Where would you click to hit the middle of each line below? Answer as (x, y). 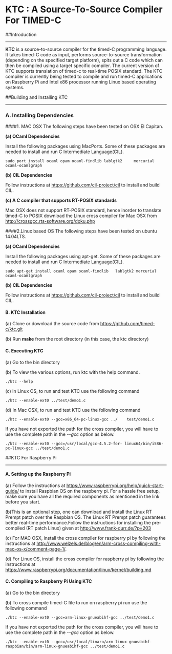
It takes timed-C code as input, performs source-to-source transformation (84, 54)
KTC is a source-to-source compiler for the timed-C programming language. (86, 49)
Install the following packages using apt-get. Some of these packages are (83, 257)
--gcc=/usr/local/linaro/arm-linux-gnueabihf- (102, 642)
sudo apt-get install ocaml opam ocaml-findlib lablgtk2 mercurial (81, 271)
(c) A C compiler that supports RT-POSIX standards (61, 200)
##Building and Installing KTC (37, 97)
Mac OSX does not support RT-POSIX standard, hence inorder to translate (83, 210)
